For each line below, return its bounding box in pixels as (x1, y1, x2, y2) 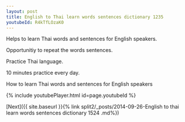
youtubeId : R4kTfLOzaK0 (6, 19, 64, 25)
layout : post (6, 8, 38, 15)
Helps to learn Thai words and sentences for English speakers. (6, 36, 157, 43)
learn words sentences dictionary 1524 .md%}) (6, 109, 119, 117)
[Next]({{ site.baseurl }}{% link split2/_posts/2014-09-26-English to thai (6, 103, 180, 110)
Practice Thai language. (6, 58, 63, 65)
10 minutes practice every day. (6, 69, 80, 76)
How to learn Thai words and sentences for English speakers (6, 81, 153, 88)
